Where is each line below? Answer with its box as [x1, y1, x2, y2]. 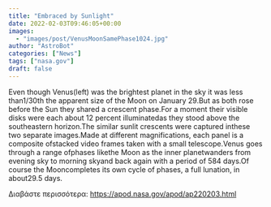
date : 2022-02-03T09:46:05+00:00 [8, 19, 122, 28]
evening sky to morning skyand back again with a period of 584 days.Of [8, 156, 250, 166]
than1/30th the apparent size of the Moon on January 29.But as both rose [8, 95, 254, 106]
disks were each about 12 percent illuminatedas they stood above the [8, 113, 240, 123]
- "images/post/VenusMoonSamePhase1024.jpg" [15, 34, 169, 43]
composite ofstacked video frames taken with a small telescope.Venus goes [8, 139, 263, 149]
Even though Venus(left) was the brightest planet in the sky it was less [8, 87, 243, 97]
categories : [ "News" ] [8, 50, 82, 58]
